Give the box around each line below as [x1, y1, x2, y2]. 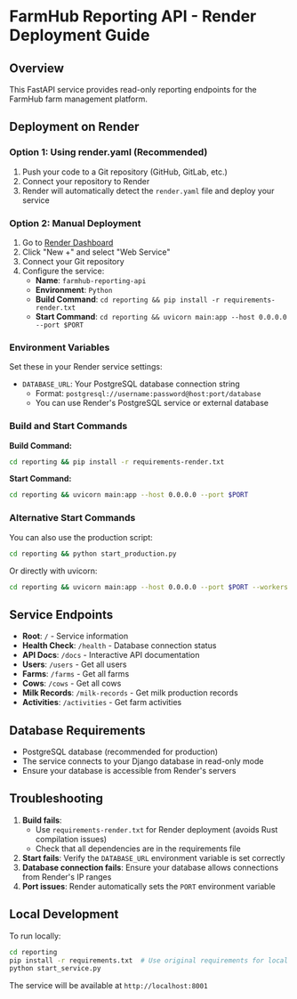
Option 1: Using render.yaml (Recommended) [9, 146, 208, 158]
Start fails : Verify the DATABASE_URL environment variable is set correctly [21, 852, 285, 863]
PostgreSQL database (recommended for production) [21, 746, 219, 757]
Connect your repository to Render [21, 175, 150, 186]
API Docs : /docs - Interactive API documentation [21, 650, 200, 661]
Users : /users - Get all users [21, 659, 127, 670]
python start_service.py [9, 964, 101, 973]
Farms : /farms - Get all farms [21, 669, 130, 679]
